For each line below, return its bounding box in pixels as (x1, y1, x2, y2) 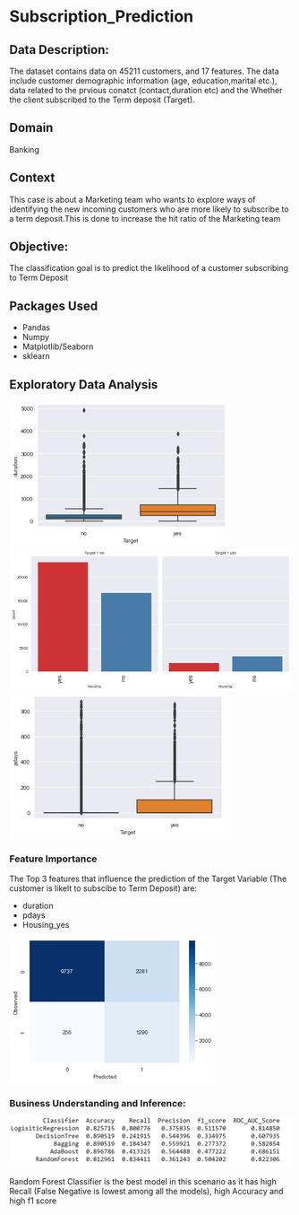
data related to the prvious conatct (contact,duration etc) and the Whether (9, 85, 283, 95)
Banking (9, 144, 40, 154)
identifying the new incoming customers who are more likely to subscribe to (9, 204, 289, 214)
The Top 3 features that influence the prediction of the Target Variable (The (9, 873, 287, 884)
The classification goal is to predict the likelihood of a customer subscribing (9, 263, 289, 274)
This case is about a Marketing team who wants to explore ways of (9, 194, 256, 205)
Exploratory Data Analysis (9, 377, 158, 392)
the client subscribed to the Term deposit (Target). (9, 94, 195, 105)
